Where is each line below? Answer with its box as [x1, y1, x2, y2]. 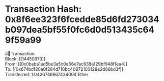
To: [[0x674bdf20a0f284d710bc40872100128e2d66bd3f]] [5, 66, 124, 72]
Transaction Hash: [5, 3, 82, 15]
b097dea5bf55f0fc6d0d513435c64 [5, 24, 155, 35]
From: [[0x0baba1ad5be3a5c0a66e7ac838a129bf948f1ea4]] [5, 61, 128, 67]
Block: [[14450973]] [5, 56, 46, 61]
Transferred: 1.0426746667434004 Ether [5, 71, 89, 77]
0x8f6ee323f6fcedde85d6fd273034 [5, 14, 160, 25]
